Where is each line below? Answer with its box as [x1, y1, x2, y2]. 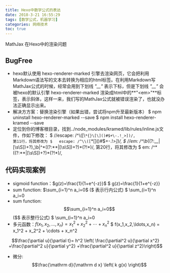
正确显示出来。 [17, 102, 49, 108]
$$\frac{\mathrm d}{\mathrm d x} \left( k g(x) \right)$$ [32, 262, 147, 268]
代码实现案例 [5, 166, 46, 175]
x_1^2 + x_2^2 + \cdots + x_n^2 [12, 228, 78, 234]
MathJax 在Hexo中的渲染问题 [5, 41, 67, 47]
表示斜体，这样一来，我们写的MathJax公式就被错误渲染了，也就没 [21, 95, 160, 102]
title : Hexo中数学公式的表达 [5, 7, 61, 13]
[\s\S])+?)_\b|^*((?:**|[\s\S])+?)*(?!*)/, [12, 144, 95, 150]
